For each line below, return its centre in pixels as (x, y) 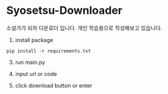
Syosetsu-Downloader (65, 11)
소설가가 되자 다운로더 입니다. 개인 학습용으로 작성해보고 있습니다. (84, 28)
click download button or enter (54, 86)
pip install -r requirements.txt (49, 51)
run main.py (30, 62)
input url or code (36, 74)
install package (34, 40)
